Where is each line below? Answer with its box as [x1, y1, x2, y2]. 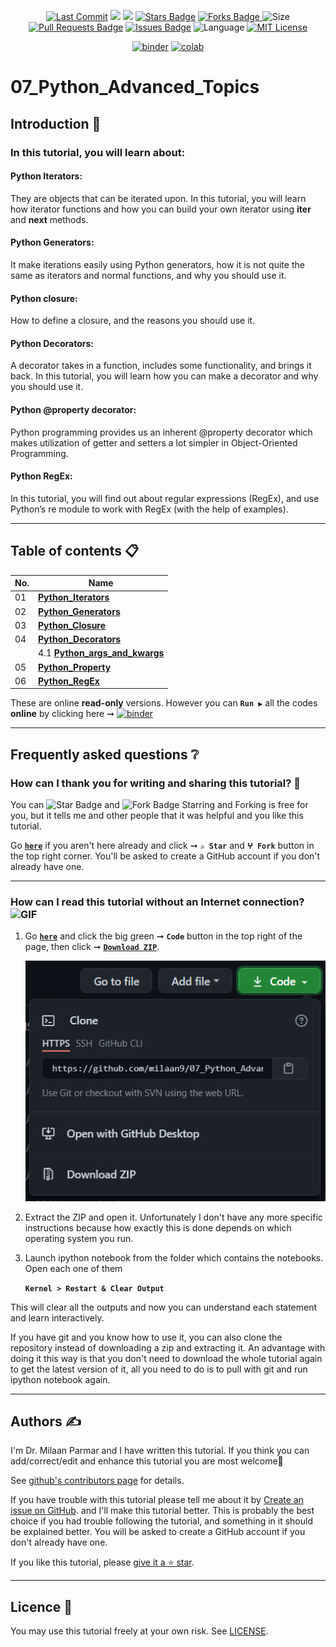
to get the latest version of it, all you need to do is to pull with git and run [10, 1363, 308, 1375]
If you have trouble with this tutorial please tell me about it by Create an [10, 1494, 305, 1506]
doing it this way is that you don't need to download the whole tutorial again [10, 1352, 323, 1364]
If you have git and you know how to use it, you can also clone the [10, 1331, 283, 1343]
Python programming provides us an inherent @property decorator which [10, 426, 313, 438]
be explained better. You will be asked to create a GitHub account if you [10, 1526, 306, 1538]
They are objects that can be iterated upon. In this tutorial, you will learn [10, 192, 307, 204]
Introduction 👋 [10, 115, 102, 132]
